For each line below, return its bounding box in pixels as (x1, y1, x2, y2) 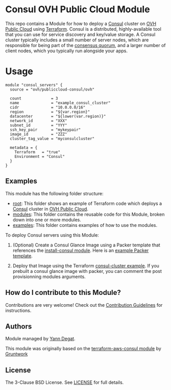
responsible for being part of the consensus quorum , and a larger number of (5, 42, 166, 48)
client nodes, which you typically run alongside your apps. (5, 48, 128, 54)
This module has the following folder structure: (5, 190, 104, 196)
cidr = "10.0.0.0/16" (10, 105, 86, 110)
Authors (5, 322, 32, 331)
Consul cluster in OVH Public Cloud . (12, 205, 88, 212)
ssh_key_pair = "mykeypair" (10, 127, 81, 132)
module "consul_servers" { (5, 82, 63, 87)
